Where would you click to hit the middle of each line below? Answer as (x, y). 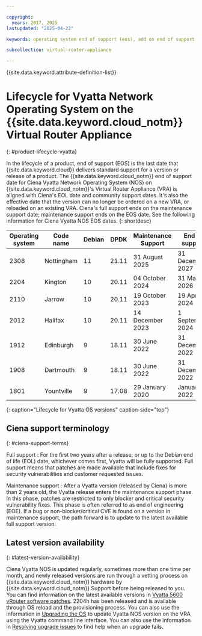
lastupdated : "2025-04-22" (40, 28)
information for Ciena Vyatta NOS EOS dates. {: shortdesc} (79, 221)
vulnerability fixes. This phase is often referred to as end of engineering (95, 505)
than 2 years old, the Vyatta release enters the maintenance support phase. (100, 492)
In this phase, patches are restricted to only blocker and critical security (95, 498)
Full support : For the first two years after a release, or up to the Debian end (100, 454)
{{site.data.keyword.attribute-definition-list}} (62, 72)
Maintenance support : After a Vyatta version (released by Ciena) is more (97, 486)
